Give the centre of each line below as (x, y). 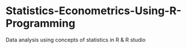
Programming (41, 23)
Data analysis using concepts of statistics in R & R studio (75, 40)
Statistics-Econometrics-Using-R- (93, 11)
